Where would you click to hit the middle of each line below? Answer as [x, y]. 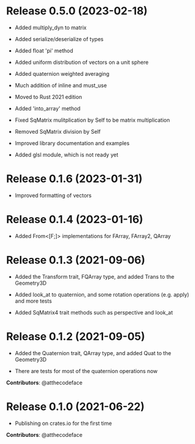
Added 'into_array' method [47, 108]
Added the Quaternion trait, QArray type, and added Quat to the [93, 353]
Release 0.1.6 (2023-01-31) [75, 179]
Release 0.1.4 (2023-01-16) [75, 220]
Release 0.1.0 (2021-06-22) [75, 406]
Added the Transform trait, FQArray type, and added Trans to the [95, 276]
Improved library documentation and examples [72, 143]
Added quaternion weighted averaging [62, 73]
